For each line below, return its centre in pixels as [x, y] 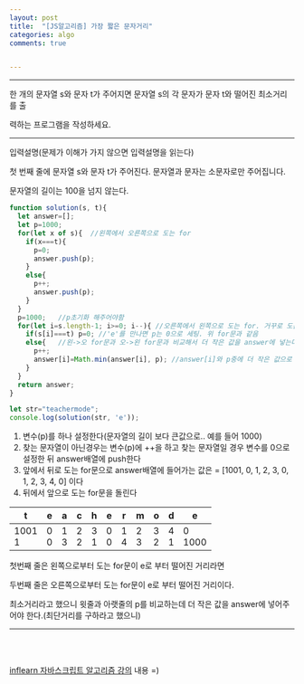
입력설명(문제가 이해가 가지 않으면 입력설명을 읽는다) [102, 152]
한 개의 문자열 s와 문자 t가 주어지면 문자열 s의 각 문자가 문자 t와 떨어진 [133, 94]
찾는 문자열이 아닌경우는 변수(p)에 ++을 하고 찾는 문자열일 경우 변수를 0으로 [156, 448]
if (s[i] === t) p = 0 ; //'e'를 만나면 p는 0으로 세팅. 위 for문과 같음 [142, 334]
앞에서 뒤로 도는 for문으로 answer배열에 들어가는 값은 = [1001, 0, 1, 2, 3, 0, [156, 470]
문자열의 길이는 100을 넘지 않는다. [69, 191]
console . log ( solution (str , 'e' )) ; [75, 418]
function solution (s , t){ [58, 208]
